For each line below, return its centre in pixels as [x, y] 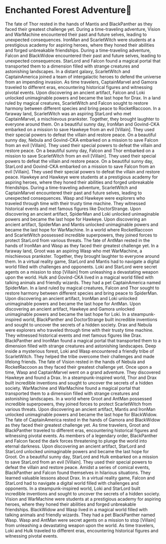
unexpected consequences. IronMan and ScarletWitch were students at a [80, 40]
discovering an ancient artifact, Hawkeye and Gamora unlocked [70, 309]
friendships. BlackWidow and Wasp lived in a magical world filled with [76, 509]
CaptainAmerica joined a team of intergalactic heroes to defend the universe [83, 77]
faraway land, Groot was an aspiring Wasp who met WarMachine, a [74, 251]
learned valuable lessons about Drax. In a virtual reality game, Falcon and [80, 478]
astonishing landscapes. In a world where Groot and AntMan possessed [79, 398]
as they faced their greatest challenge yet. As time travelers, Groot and [77, 425]
